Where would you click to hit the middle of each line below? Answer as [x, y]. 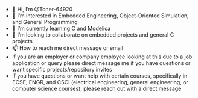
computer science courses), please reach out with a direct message [97, 88]
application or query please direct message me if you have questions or [101, 63]
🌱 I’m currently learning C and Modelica [61, 28]
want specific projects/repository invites [62, 69]
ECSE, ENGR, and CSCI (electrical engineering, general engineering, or [100, 82]
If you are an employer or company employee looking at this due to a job [102, 57]
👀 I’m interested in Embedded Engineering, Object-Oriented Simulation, [100, 16]
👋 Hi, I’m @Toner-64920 [42, 9]
